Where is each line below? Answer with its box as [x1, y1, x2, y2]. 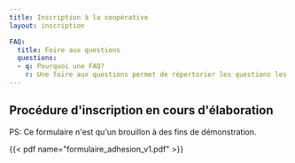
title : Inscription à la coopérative [9, 12, 149, 22]
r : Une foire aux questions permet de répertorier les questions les [25, 70, 288, 80]
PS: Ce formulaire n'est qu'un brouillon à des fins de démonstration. [9, 126, 257, 137]
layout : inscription [9, 21, 86, 30]
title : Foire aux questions [17, 45, 121, 54]
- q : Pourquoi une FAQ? [17, 62, 105, 71]
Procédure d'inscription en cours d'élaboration [9, 103, 274, 118]
